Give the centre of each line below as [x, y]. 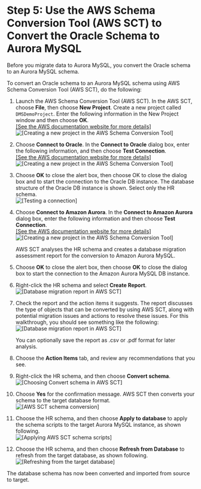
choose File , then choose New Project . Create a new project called [98, 107]
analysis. [26, 346]
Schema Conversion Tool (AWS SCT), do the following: [74, 89]
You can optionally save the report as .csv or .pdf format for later [95, 340]
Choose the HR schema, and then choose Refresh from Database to [100, 449]
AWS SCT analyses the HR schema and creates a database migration [100, 249]
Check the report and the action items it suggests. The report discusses [104, 303]
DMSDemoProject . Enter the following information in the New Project [97, 114]
